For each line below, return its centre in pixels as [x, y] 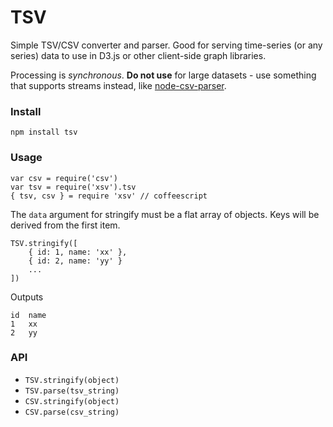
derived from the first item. [65, 225]
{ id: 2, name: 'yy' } [75, 261]
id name [28, 315]
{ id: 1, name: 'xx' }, [78, 252]
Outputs [27, 297]
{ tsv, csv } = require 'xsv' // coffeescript [109, 196]
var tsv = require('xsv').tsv [73, 187]
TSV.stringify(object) [72, 380]
